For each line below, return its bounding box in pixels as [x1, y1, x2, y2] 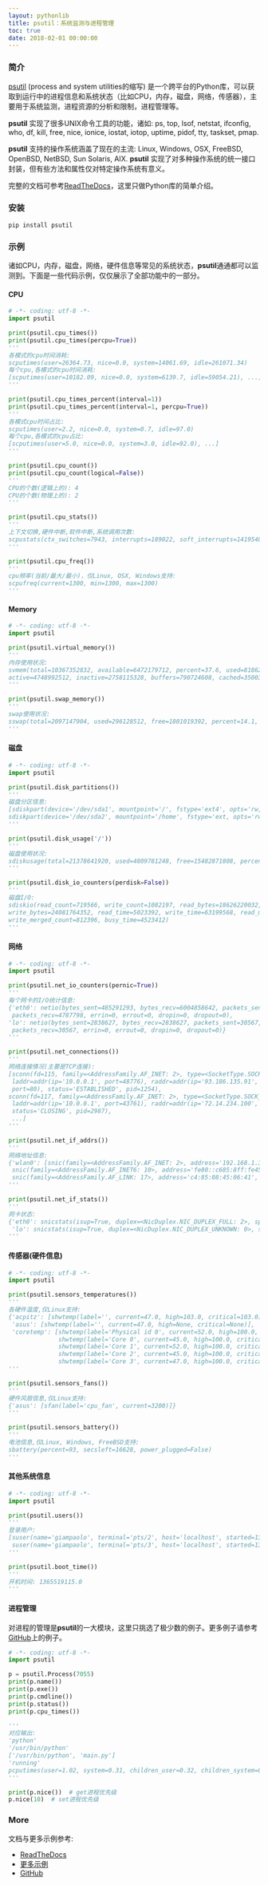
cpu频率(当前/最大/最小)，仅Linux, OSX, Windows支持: [8, 572, 176, 580]
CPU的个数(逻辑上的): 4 [8, 484, 79, 492]
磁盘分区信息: [8, 798, 48, 806]
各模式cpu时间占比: [8, 417, 65, 425]
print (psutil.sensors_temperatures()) [8, 1290, 137, 1299]
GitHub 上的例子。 [8, 1633, 66, 1642]
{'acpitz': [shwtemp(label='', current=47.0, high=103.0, [8, 1313, 205, 1321]
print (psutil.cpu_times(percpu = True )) [8, 336, 137, 344]
